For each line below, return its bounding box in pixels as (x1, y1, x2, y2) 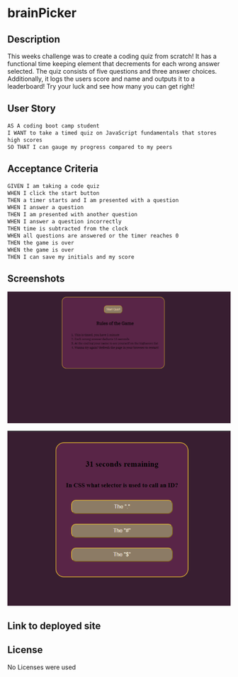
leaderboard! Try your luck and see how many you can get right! (7, 82, 195, 90)
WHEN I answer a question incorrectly (7, 218, 122, 225)
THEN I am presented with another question (7, 211, 138, 218)
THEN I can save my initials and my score (7, 253, 135, 260)
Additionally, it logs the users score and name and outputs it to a (7, 74, 195, 83)
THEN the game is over (7, 239, 74, 246)
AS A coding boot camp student (7, 122, 100, 129)
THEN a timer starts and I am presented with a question (7, 196, 179, 203)
